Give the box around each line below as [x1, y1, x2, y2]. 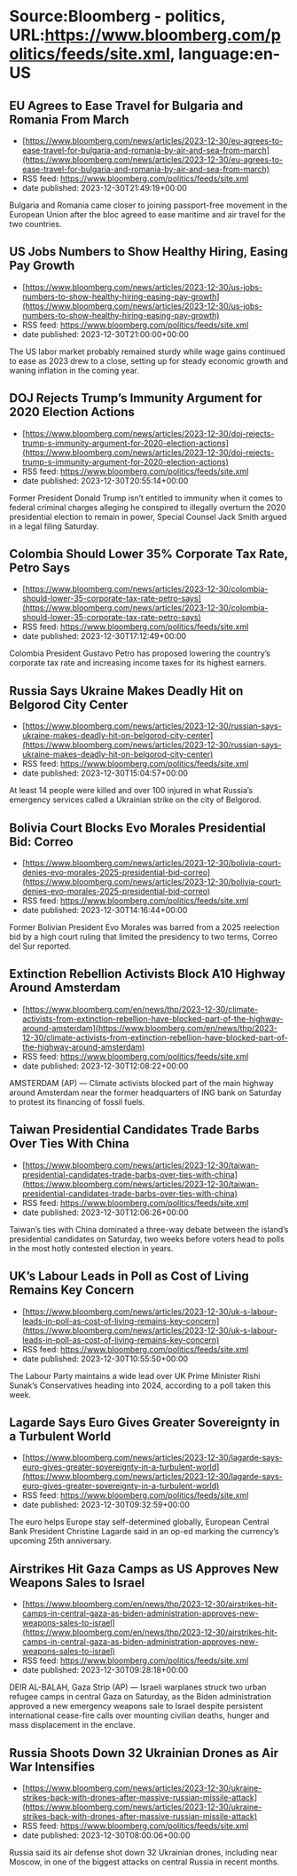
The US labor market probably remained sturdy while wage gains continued [9, 346, 285, 357]
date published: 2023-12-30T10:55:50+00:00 [21, 1353, 189, 1364]
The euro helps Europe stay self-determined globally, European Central [9, 1517, 270, 1527]
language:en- [178, 44, 281, 64]
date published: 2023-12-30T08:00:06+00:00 [21, 1830, 191, 1841]
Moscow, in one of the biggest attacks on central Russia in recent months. [9, 1856, 280, 1867]
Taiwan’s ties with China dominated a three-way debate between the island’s [9, 1224, 289, 1234]
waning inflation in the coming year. [9, 365, 140, 375]
